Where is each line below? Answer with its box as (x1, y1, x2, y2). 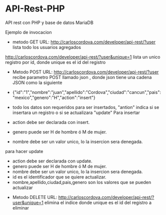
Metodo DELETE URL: (12, 194, 57, 200)
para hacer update (5, 148, 43, 154)
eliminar (12, 204, 29, 210)
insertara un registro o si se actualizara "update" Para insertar (12, 109, 140, 115)
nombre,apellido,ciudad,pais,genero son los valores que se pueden (12, 179, 151, 185)
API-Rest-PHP (5, 3, 65, 14)
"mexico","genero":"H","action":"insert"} (12, 94, 96, 100)
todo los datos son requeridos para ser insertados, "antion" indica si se (12, 104, 159, 110)
